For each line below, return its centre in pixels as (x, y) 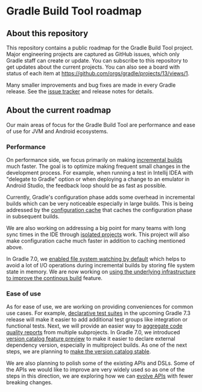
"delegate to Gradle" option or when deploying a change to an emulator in (98, 179)
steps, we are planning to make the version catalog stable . (79, 352)
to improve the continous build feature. (54, 278)
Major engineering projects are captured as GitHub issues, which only (93, 54)
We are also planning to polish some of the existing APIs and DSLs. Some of (100, 363)
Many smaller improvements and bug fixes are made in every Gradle (91, 85)
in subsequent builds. (33, 216)
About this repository (47, 33)
